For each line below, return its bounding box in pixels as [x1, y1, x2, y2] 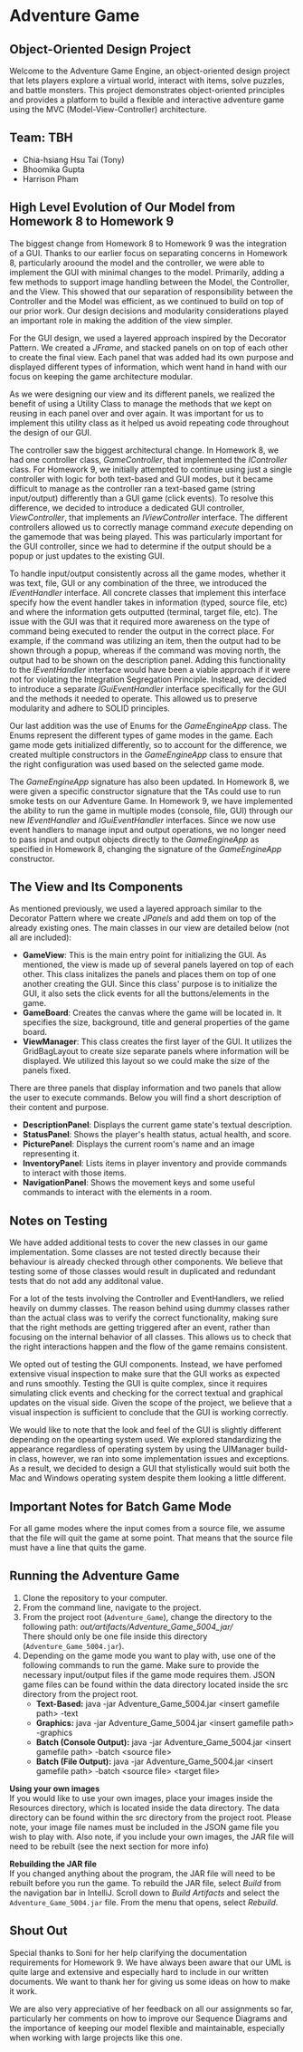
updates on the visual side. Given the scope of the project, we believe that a [9, 1397, 292, 1408]
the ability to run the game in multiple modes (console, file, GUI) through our [9, 805, 294, 816]
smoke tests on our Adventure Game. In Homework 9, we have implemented [9, 795, 294, 806]
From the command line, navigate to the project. [22, 1602, 202, 1613]
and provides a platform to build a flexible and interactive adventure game [9, 94, 285, 105]
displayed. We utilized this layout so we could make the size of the [22, 1056, 270, 1067]
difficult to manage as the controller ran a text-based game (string [9, 483, 256, 494]
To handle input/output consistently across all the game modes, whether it [9, 568, 287, 579]
